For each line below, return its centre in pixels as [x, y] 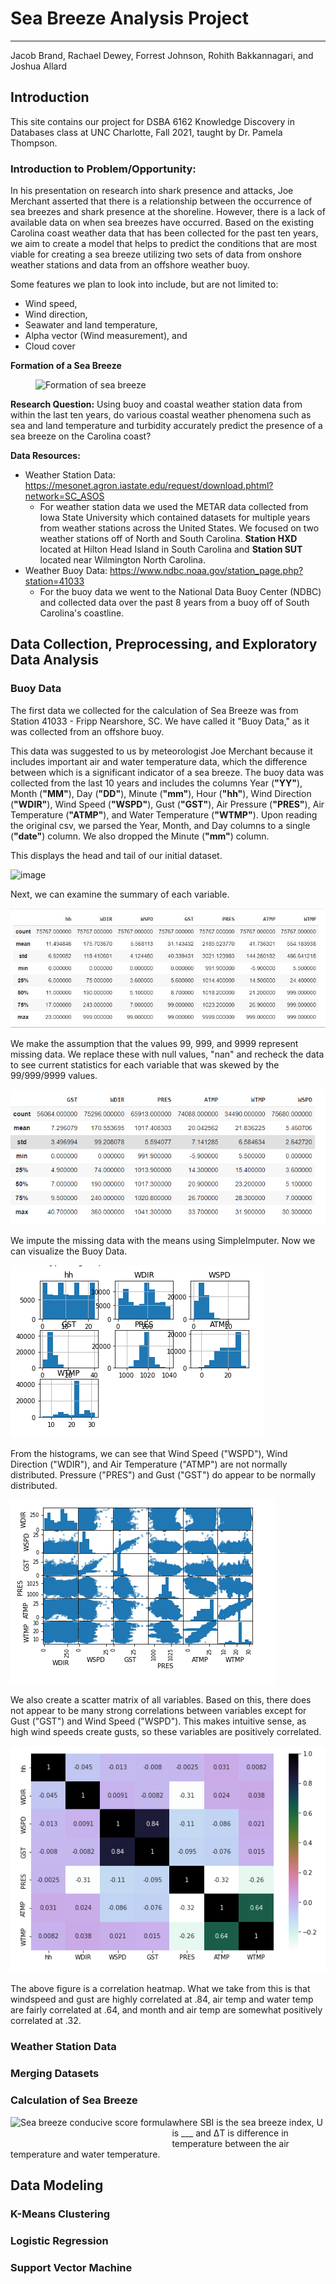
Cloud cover [50, 346]
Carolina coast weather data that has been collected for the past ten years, [164, 233]
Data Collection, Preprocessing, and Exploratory [164, 644]
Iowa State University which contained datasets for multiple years [175, 518]
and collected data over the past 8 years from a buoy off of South [174, 603]
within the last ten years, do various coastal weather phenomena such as [161, 415]
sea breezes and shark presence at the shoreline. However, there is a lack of [168, 212]
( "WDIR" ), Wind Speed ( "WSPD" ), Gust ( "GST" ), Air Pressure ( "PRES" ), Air [167, 804]
